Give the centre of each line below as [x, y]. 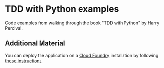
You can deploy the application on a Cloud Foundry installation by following [82, 55]
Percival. [14, 28]
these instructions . [24, 61]
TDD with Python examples [62, 9]
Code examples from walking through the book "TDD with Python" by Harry [82, 23]
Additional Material [35, 44]
